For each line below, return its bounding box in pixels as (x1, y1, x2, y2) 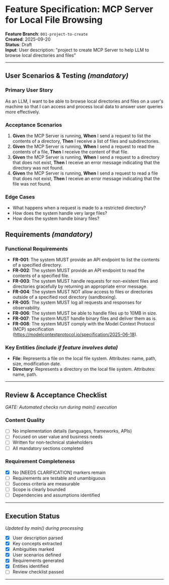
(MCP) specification (12, 326, 54, 332)
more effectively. (5, 109, 40, 115)
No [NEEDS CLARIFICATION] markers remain (12, 469, 106, 475)
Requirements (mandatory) (5, 230, 93, 238)
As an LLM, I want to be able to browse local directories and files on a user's (5, 98, 163, 104)
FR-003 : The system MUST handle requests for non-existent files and (12, 278, 158, 284)
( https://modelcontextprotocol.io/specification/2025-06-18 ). (12, 331, 138, 338)
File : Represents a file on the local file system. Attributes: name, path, (12, 356, 157, 362)
